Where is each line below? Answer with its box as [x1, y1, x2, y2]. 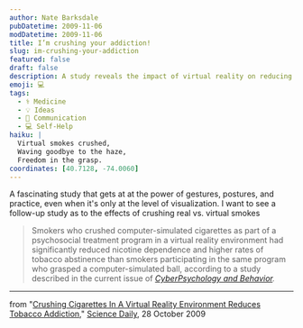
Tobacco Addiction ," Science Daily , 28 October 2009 [9, 308, 206, 320]
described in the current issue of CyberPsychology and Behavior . [31, 273, 275, 284]
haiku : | [9, 131, 42, 140]
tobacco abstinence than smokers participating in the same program [31, 254, 287, 265]
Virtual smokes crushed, [17, 139, 111, 148]
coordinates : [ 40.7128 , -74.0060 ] [9, 164, 140, 173]
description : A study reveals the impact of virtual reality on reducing [9, 72, 293, 81]
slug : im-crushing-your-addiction [9, 47, 140, 56]
